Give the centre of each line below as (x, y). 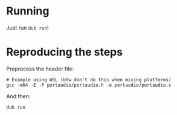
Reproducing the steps (64, 52)
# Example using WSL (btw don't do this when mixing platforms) (89, 79)
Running (28, 11)
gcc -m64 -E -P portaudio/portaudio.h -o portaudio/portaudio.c (89, 85)
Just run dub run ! (28, 28)
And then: (18, 96)
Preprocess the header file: (40, 69)
